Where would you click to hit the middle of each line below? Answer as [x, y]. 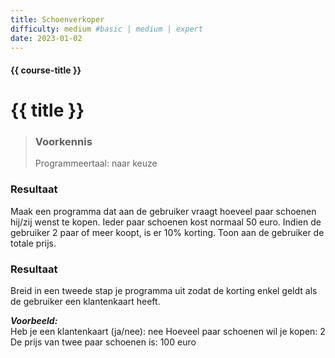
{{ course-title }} [46, 70]
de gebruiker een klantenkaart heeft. [85, 302]
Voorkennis [63, 142]
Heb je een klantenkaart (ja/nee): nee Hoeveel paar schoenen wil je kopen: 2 [168, 332]
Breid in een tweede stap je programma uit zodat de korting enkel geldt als [164, 291]
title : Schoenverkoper [57, 19]
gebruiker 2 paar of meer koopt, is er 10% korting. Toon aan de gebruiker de [167, 232]
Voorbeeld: [34, 321]
